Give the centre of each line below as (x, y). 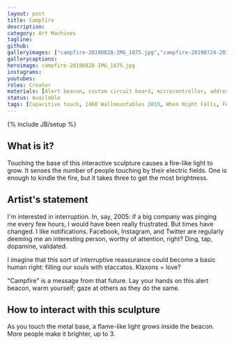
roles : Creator (29, 85)
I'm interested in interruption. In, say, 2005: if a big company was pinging (112, 216)
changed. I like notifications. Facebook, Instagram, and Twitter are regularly (116, 231)
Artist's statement (48, 200)
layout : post (26, 14)
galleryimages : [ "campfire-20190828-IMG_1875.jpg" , (84, 53)
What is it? (31, 146)
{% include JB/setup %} (42, 124)
